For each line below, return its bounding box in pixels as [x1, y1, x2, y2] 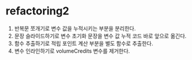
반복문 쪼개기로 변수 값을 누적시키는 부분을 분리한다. [14, 25, 136, 32]
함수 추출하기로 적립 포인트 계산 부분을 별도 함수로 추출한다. [14, 40, 154, 47]
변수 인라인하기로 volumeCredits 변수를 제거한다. [14, 47, 130, 55]
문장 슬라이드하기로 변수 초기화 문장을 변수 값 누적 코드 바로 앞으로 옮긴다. [14, 32, 187, 40]
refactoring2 [5, 4, 69, 18]
